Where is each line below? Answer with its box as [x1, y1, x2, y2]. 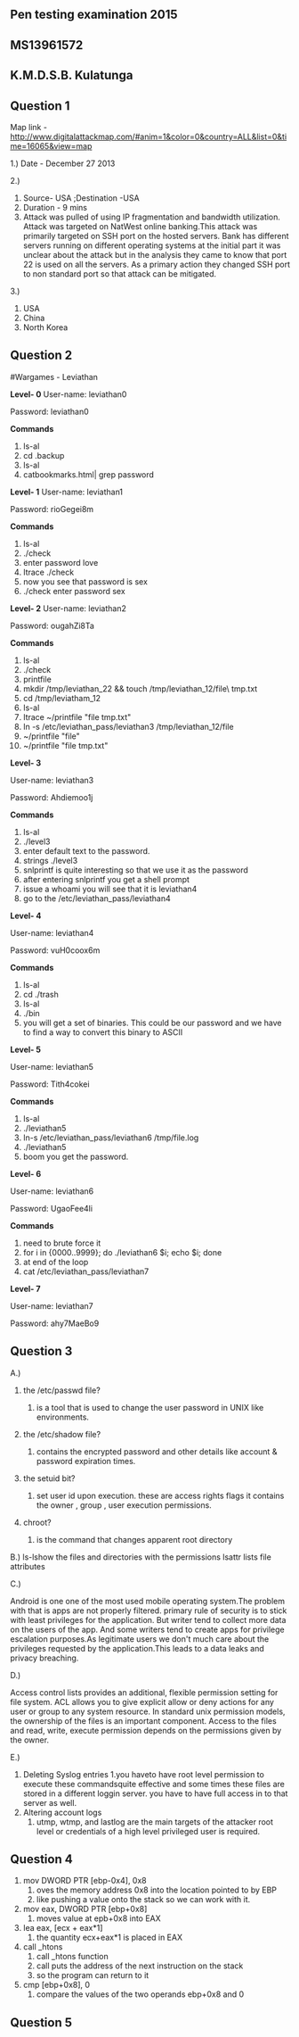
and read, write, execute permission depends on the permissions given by [10, 1725, 282, 1735]
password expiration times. [36, 1455, 136, 1466]
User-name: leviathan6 [10, 1186, 94, 1197]
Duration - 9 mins [22, 202, 88, 212]
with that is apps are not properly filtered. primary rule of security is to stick [10, 1605, 287, 1616]
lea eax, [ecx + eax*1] [22, 1923, 103, 1933]
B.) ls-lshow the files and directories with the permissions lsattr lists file [10, 1552, 272, 1562]
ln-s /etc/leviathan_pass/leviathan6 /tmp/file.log [22, 1132, 199, 1143]
